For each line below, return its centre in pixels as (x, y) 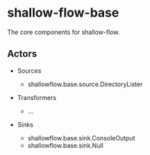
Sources (29, 70)
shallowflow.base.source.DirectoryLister (85, 84)
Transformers (37, 97)
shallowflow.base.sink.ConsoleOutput (81, 138)
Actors (22, 54)
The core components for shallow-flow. (64, 32)
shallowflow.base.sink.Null (66, 145)
